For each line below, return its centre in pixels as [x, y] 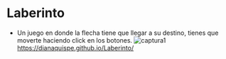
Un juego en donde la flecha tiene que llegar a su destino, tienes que [118, 33]
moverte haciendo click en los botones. [75, 40]
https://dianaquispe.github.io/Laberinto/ [75, 48]
